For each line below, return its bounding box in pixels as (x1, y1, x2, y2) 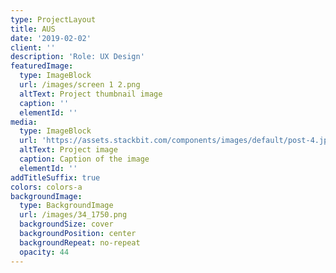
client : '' (10, 42, 56, 53)
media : (10, 117, 38, 127)
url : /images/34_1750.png (19, 210, 128, 220)
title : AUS (10, 24, 56, 34)
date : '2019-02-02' (10, 33, 92, 43)
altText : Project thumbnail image (19, 89, 163, 99)
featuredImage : (10, 61, 74, 71)
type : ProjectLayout (10, 14, 97, 25)
